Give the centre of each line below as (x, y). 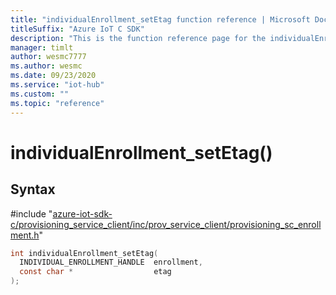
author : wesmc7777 (48, 57)
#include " (31, 213)
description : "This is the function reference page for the (138, 38)
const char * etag (95, 272)
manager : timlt (42, 47)
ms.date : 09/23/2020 (53, 76)
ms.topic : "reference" (57, 103)
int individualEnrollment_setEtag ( (84, 253)
